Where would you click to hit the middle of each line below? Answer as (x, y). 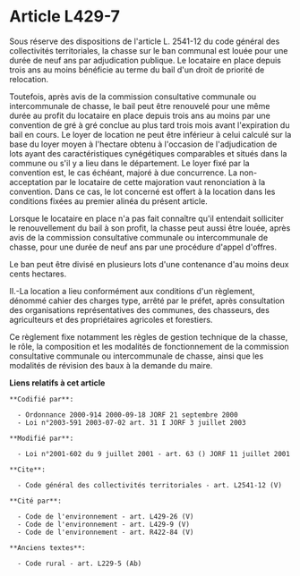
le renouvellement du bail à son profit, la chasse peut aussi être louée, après (150, 228)
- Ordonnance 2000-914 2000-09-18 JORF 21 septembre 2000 (128, 415)
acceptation (31, 182)
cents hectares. (38, 274)
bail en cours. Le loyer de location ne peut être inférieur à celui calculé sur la (150, 134)
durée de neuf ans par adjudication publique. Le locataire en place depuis (146, 60)
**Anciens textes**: (48, 547)
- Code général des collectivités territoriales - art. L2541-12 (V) (150, 485)
